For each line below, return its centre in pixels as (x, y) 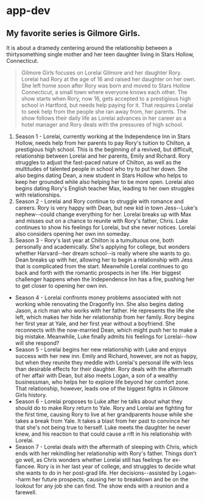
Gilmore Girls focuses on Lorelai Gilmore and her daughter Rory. (101, 73)
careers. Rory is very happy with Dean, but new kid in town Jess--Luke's (106, 208)
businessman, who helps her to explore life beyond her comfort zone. (102, 382)
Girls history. (31, 395)
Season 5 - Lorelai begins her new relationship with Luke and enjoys (101, 349)
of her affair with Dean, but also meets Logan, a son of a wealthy (96, 375)
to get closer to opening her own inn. (62, 286)
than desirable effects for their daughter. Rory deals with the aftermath (104, 369)
